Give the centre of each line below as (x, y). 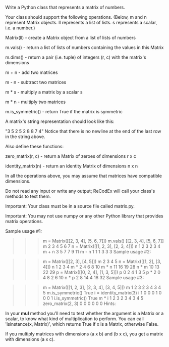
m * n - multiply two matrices (36, 102)
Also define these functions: (35, 146)
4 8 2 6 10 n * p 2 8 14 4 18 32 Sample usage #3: (93, 277)
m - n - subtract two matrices (36, 82)
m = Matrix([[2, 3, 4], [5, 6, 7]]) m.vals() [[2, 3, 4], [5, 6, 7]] (103, 241)
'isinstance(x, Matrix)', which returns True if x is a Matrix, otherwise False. (82, 324)
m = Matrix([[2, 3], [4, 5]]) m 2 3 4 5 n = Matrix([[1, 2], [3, (102, 262)
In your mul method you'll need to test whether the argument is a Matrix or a (84, 313)
